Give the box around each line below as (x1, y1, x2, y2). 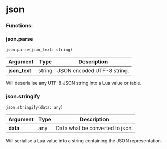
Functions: (6, 22, 33, 29)
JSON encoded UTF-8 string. (57, 67, 129, 74)
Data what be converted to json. (56, 124, 133, 132)
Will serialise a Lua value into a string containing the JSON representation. (6, 137, 162, 144)
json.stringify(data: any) (6, 104, 64, 110)
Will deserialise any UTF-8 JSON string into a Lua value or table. (6, 80, 142, 87)
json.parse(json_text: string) (6, 47, 73, 52)
